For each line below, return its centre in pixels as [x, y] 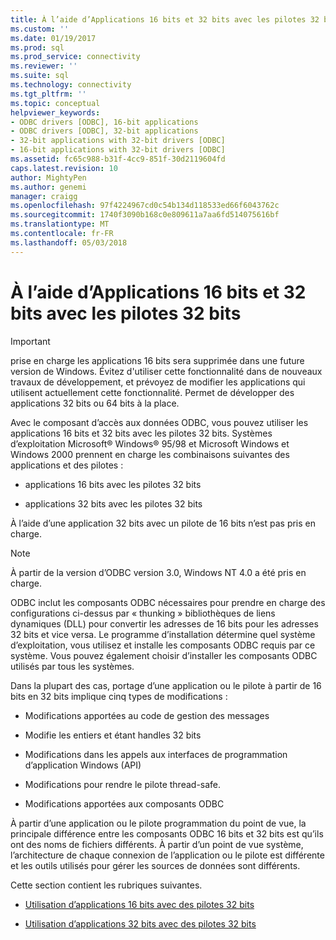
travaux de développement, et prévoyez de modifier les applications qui [158, 382]
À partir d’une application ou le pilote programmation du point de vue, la [158, 823]
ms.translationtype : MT [60, 224]
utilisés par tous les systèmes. [72, 666]
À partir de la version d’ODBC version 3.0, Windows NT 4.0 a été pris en [158, 572]
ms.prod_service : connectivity [75, 57]
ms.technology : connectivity [71, 85]
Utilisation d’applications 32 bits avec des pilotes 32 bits [140, 923]
